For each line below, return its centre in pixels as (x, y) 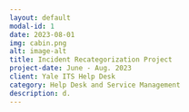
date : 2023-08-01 (42, 34)
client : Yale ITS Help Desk (63, 77)
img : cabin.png (38, 43)
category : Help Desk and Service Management (95, 85)
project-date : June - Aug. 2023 (70, 69)
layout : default (40, 18)
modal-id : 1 (32, 26)
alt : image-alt (38, 51)
